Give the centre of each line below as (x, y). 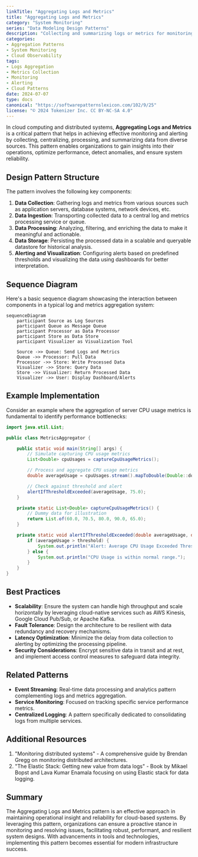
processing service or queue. (50, 222)
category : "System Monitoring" (44, 22)
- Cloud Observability (34, 56)
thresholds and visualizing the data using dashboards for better (92, 259)
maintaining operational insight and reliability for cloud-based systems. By (96, 818)
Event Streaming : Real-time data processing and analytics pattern (95, 689)
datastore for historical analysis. (54, 247)
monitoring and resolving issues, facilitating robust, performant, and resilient (99, 830)
